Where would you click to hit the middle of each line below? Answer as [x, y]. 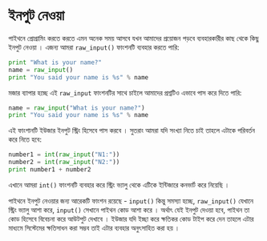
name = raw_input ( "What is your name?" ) [77, 108]
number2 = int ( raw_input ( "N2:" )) [64, 163]
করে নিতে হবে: [25, 139]
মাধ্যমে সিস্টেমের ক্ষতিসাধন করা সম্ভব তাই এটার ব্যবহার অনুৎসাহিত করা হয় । [94, 227]
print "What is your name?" [55, 62]
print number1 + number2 [50, 170]
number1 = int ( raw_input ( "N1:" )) [64, 155]
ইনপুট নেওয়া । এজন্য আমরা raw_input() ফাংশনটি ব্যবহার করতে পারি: [94, 47]
